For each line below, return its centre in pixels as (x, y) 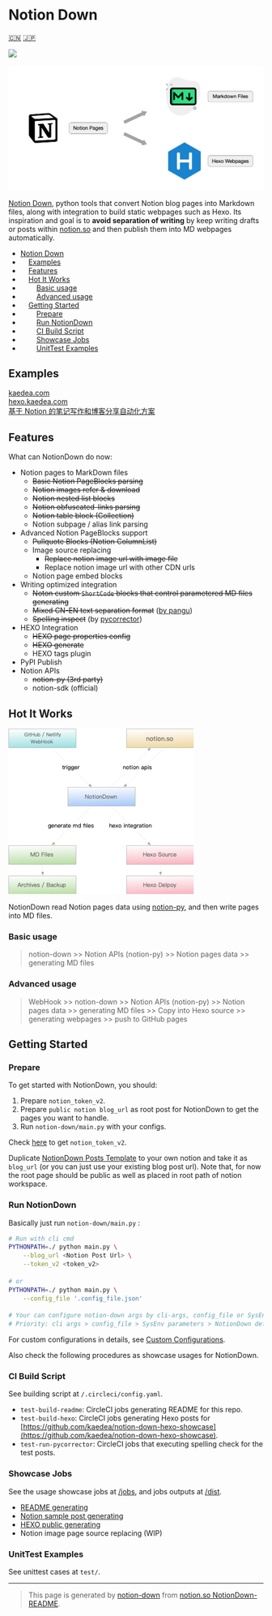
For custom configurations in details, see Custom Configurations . (117, 1339)
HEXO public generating (60, 1524)
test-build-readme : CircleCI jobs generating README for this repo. (131, 1410)
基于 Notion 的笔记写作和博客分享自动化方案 (82, 411)
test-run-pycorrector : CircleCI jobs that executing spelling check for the (141, 1444)
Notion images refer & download (86, 490)
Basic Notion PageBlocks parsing (87, 481)
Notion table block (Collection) (83, 516)
